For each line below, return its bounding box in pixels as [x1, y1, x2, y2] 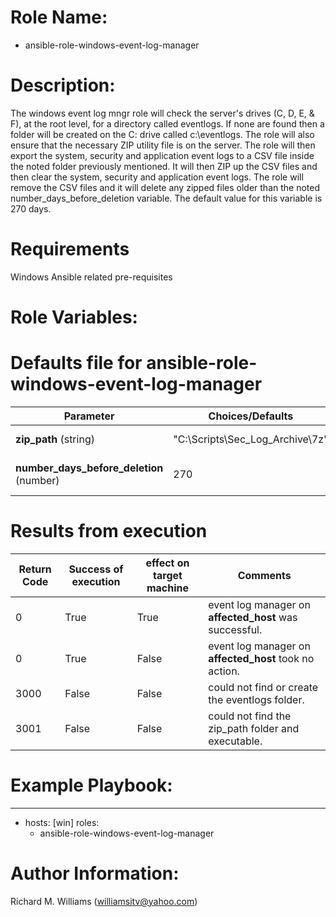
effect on [145, 556, 190, 570]
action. [208, 664, 240, 678]
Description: [10, 74, 116, 97]
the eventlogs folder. [208, 692, 305, 706]
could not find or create [208, 680, 319, 694]
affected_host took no [208, 651, 315, 665]
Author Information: [10, 862, 180, 885]
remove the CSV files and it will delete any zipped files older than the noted [10, 181, 321, 193]
